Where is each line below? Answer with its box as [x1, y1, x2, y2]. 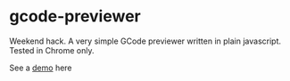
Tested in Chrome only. [9, 45, 95, 55]
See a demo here [9, 62, 73, 73]
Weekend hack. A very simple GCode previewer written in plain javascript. [9, 36, 281, 46]
